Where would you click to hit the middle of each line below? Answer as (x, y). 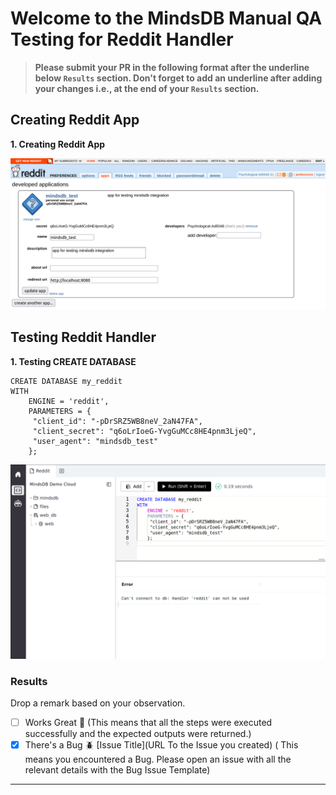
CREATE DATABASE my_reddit (66, 381)
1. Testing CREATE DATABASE (73, 361)
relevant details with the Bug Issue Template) (117, 770)
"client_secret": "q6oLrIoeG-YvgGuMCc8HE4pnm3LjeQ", (144, 431)
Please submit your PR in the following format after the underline (172, 67)
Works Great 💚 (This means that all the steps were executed (148, 723)
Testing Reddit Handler (83, 337)
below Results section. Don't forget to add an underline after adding (178, 78)
